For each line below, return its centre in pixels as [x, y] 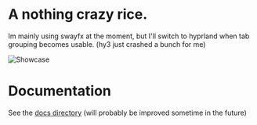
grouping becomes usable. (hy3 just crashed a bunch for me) [107, 44]
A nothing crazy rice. [78, 14]
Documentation [60, 91]
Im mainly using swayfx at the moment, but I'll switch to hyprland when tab [129, 36]
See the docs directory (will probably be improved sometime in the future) [127, 112]
